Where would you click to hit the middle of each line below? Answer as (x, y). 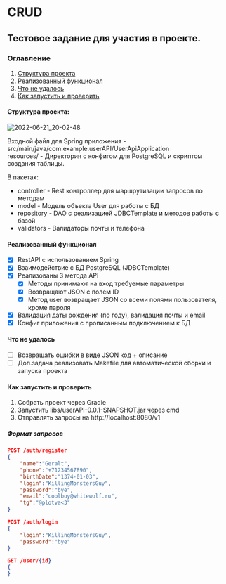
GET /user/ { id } (29, 561)
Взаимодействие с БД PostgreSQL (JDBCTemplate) (94, 268)
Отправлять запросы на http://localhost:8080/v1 (89, 417)
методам (31, 198)
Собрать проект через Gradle (62, 403)
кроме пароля (49, 307)
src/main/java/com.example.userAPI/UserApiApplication (88, 149)
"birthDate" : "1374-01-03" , (59, 476)
